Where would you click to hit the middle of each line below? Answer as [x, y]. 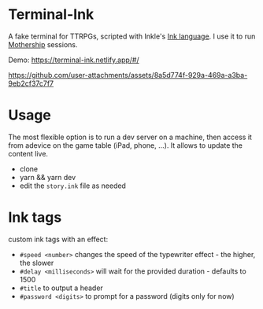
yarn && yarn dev [48, 177]
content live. [28, 153]
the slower [37, 263]
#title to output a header [61, 288]
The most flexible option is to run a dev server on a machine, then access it [130, 137]
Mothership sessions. [43, 44]
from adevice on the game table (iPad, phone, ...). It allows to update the [125, 145]
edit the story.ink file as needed [72, 186]
